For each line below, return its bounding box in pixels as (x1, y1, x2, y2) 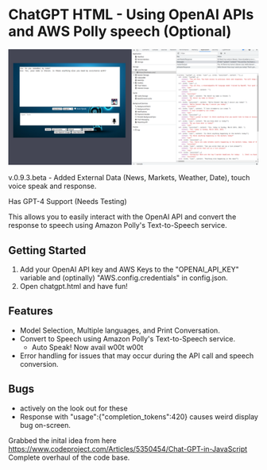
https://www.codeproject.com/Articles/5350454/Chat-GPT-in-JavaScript (8, 444, 248, 453)
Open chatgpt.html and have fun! (19, 282, 129, 291)
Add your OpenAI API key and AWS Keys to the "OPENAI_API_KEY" (19, 264, 240, 275)
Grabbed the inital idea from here (8, 435, 117, 445)
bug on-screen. (19, 420, 72, 430)
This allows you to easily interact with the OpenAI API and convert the (8, 212, 237, 222)
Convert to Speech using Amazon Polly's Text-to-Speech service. (19, 333, 236, 343)
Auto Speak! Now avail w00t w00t (31, 342, 144, 352)
